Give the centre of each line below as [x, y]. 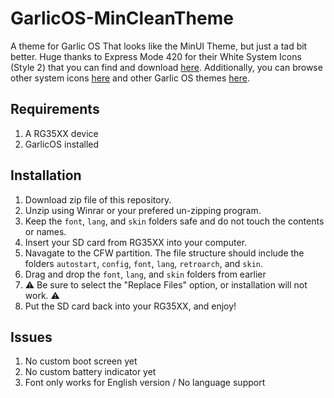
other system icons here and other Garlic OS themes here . [130, 78]
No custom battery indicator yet [90, 372]
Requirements [55, 109]
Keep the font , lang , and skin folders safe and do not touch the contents [174, 221]
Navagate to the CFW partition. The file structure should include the [164, 253]
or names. [45, 231]
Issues [31, 337]
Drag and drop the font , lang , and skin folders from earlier [145, 274]
